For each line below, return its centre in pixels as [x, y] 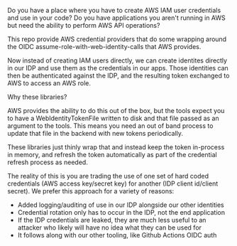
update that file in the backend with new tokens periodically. [95, 133]
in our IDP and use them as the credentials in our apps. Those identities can [118, 68]
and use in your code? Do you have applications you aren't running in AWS [116, 18]
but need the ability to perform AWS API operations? [84, 25]
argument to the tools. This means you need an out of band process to [110, 126]
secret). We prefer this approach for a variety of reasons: [91, 191]
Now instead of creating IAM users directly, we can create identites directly [117, 60]
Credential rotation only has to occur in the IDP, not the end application [121, 212]
